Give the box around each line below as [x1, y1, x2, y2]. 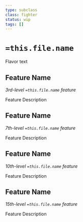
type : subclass [5, 7, 38, 13]
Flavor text [5, 59, 28, 65]
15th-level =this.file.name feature [5, 201, 78, 207]
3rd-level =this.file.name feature [5, 87, 76, 93]
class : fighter [5, 12, 38, 17]
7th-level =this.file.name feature [5, 125, 76, 131]
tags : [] [5, 21, 24, 27]
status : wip [5, 17, 31, 22]
